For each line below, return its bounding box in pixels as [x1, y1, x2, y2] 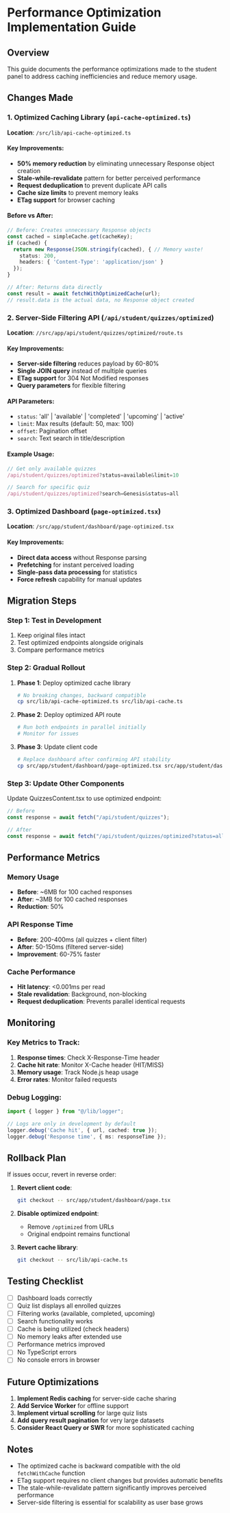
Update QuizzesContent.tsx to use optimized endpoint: [7, 795, 162, 803]
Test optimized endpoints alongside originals [16, 639, 144, 647]
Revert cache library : [16, 1243, 79, 1251]
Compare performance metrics [16, 646, 105, 654]
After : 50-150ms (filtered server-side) [16, 942, 125, 951]
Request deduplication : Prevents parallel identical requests [16, 997, 186, 1005]
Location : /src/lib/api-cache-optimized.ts [7, 128, 131, 137]
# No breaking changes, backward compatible [16, 692, 146, 698]
